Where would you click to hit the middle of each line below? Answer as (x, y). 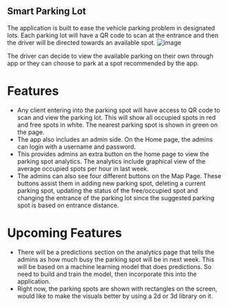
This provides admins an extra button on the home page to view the (113, 153)
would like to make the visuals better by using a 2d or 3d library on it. (115, 296)
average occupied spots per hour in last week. (83, 169)
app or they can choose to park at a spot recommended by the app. (103, 63)
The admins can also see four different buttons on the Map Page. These (119, 176)
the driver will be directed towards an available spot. (81, 42)
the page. (31, 132)
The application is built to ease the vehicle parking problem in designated (111, 28)
